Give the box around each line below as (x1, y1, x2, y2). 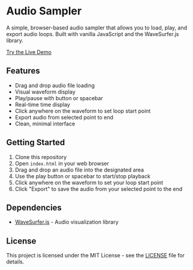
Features (6, 66, 40, 76)
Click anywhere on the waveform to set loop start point (14, 107, 151, 115)
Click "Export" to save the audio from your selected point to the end (14, 185, 183, 193)
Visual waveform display (14, 88, 76, 95)
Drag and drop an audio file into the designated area (14, 166, 144, 173)
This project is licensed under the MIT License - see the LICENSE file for (6, 252, 185, 259)
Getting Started (6, 137, 65, 148)
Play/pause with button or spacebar (14, 94, 103, 101)
